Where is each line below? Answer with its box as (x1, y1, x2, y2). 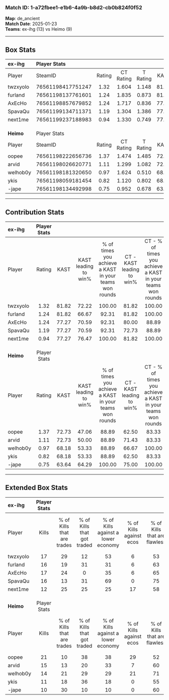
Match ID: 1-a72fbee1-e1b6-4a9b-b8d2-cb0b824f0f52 (5, 4, 142, 11)
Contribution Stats (5, 208, 64, 217)
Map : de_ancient (5, 16, 40, 22)
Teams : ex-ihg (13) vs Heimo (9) (5, 26, 72, 32)
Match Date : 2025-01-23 (5, 21, 57, 27)
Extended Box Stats (5, 483, 68, 492)
